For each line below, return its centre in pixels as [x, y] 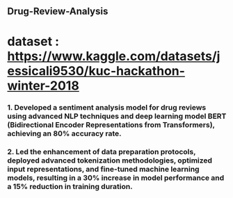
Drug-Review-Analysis [58, 11]
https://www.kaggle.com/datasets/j [114, 56]
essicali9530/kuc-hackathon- [96, 71]
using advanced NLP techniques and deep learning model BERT [117, 116]
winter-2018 [43, 85]
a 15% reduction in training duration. [70, 187]
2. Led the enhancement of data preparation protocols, [102, 152]
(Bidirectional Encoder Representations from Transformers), [111, 124]
